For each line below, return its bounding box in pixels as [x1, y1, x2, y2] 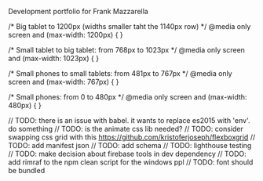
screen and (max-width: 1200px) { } [8, 31, 123, 39]
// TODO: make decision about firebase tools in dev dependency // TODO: [8, 149, 247, 158]
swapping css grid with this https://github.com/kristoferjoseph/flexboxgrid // [8, 132, 256, 142]
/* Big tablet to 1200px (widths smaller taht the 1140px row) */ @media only [8, 22, 251, 31]
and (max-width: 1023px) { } [8, 54, 100, 63]
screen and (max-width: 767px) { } [8, 78, 119, 86]
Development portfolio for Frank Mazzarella [8, 7, 149, 16]
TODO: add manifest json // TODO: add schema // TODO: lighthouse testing [8, 141, 252, 150]
